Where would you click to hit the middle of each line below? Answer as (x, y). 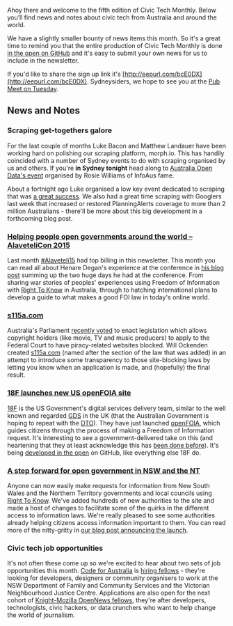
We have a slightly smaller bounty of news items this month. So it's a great (114, 38)
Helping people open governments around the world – (100, 236)
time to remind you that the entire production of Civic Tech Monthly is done (115, 46)
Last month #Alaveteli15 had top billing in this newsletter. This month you (111, 260)
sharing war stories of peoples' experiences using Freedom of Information (114, 282)
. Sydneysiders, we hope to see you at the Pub (153, 81)
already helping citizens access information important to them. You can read (116, 522)
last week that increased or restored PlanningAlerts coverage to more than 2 (116, 203)
